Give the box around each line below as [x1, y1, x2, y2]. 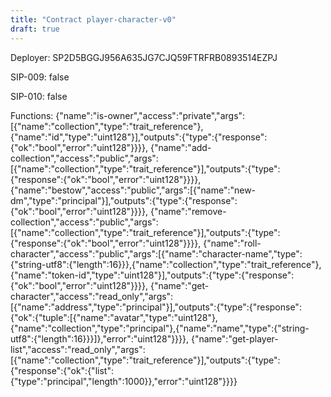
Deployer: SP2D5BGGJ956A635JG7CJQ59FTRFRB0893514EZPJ [10, 51, 278, 63]
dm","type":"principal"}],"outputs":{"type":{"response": [10, 194, 238, 206]
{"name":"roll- [203, 237, 262, 249]
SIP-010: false [10, 90, 68, 102]
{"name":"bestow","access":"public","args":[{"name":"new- [10, 184, 257, 196]
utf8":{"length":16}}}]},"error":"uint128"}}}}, [10, 332, 190, 345]
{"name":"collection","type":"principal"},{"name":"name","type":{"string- [10, 322, 310, 334]
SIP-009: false [10, 71, 70, 83]
